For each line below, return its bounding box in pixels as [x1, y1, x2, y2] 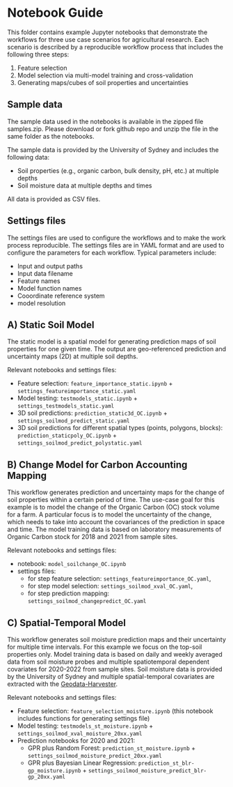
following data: [7, 153, 50, 161]
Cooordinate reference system [17, 291, 106, 300]
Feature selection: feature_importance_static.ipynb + [17, 379, 173, 388]
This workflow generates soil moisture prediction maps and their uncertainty [7, 636, 226, 643]
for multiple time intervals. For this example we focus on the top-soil [7, 643, 202, 651]
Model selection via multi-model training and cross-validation [17, 71, 193, 79]
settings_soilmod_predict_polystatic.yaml [17, 440, 143, 447]
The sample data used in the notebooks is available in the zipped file [7, 117, 204, 125]
